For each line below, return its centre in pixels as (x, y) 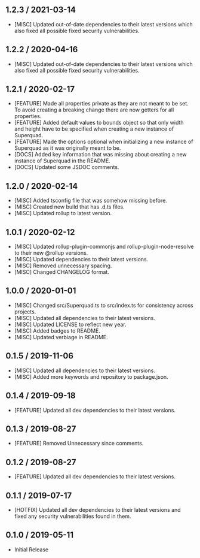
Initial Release (31, 549)
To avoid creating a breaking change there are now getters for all (94, 110)
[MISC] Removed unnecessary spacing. (63, 266)
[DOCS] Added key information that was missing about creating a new (101, 155)
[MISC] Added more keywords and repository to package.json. (91, 376)
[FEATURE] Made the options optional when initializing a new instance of (104, 142)
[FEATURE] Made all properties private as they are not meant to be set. (101, 104)
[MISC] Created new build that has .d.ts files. (69, 207)
